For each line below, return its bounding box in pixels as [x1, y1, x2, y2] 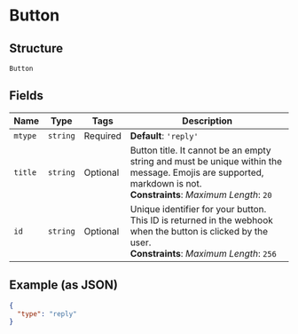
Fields [9, 88, 44, 103]
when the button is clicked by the [129, 225, 269, 237]
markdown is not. [129, 177, 202, 189]
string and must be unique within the [129, 155, 282, 167]
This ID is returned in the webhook [129, 214, 273, 227]
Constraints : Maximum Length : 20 [129, 188, 272, 201]
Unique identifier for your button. [129, 203, 267, 215]
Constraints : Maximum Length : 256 [129, 247, 277, 259]
